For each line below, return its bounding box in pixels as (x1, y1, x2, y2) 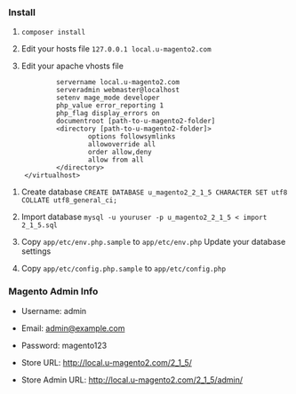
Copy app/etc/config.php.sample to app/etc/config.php (20, 264, 227, 274)
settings (20, 246, 52, 256)
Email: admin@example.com (20, 322, 125, 334)
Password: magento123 (20, 340, 108, 351)
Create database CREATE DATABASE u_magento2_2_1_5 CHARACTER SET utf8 (20, 186, 288, 197)
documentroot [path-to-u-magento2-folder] (55, 117, 216, 126)
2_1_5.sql (20, 221, 59, 230)
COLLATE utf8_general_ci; (20, 196, 117, 205)
